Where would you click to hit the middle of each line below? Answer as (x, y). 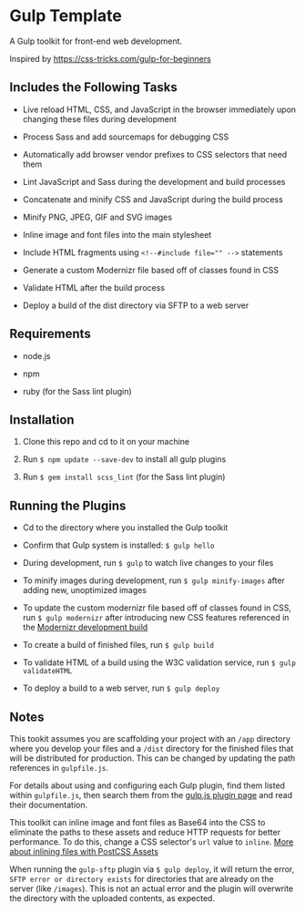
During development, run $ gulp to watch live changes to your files (148, 563)
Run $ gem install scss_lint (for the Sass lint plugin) (124, 477)
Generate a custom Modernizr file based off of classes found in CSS (151, 270)
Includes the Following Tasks (93, 87)
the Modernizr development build (85, 627)
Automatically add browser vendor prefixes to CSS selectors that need (155, 154)
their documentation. (49, 805)
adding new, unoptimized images (85, 590)
